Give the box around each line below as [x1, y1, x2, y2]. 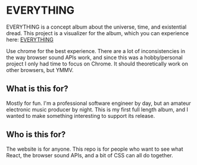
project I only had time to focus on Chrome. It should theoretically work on [6, 60, 189, 67]
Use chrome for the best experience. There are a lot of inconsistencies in [6, 47, 186, 54]
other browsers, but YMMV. [6, 66, 74, 73]
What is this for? [6, 84, 68, 94]
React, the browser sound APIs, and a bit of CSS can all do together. [6, 151, 174, 158]
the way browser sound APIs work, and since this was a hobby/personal [6, 54, 183, 61]
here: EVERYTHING [6, 36, 54, 43]
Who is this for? [6, 129, 66, 140]
